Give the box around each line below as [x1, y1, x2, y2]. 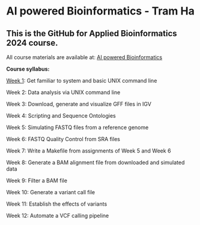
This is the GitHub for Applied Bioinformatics [6, 28, 177, 39]
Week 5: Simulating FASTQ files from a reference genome [6, 124, 149, 131]
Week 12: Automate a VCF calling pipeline [6, 212, 109, 219]
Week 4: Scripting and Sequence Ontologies [6, 112, 116, 119]
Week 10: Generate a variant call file [6, 189, 95, 195]
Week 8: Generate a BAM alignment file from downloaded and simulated [6, 159, 185, 166]
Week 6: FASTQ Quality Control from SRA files [6, 136, 120, 142]
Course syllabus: [6, 65, 50, 72]
